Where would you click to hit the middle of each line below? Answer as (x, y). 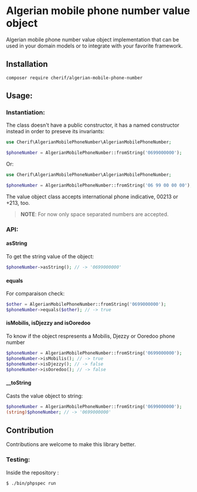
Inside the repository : (33, 472)
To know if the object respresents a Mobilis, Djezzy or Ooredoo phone (91, 336)
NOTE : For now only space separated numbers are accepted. (94, 214)
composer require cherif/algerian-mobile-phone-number (74, 77)
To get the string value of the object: (50, 257)
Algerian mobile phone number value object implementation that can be (93, 39)
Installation (27, 64)
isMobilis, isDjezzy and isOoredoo (48, 323)
